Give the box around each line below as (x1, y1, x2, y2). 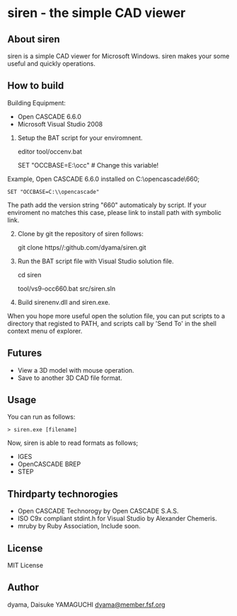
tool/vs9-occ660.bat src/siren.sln (17, 284, 116, 293)
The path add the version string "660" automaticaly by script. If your (7, 200, 207, 209)
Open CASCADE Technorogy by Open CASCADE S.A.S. (17, 507, 179, 516)
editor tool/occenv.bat (17, 147, 83, 156)
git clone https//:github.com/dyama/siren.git (17, 243, 146, 252)
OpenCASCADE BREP (17, 460, 81, 468)
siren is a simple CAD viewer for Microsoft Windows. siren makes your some (7, 52, 230, 60)
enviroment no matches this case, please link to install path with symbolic (7, 208, 221, 216)
